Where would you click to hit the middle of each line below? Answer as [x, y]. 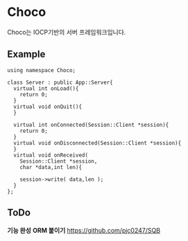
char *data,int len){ [51, 167]
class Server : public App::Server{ [60, 82]
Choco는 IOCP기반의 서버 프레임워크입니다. [67, 32]
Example [26, 54]
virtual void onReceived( [51, 155]
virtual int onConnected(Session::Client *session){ [91, 125]
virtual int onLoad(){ [46, 88]
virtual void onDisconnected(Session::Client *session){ [97, 143]
